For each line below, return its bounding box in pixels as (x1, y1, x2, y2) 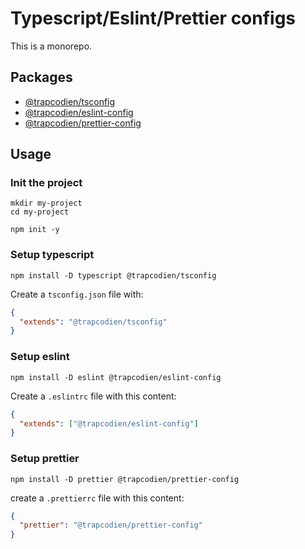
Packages (10, 69, 73, 86)
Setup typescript (10, 248, 95, 262)
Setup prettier (10, 452, 80, 466)
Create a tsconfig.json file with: (10, 288, 144, 300)
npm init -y (10, 225, 60, 235)
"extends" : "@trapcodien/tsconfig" (19, 317, 168, 327)
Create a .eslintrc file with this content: (10, 390, 177, 402)
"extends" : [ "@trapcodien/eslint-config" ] (19, 418, 199, 429)
